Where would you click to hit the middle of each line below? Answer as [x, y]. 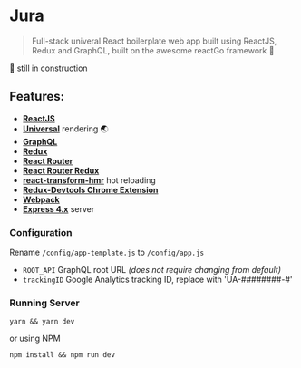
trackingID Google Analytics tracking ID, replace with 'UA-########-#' [157, 280]
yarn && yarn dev [42, 322]
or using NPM [35, 339]
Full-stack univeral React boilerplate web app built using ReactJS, [154, 41]
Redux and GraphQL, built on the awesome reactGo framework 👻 [153, 50]
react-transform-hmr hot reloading [89, 180]
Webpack [41, 199]
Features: [37, 97]
